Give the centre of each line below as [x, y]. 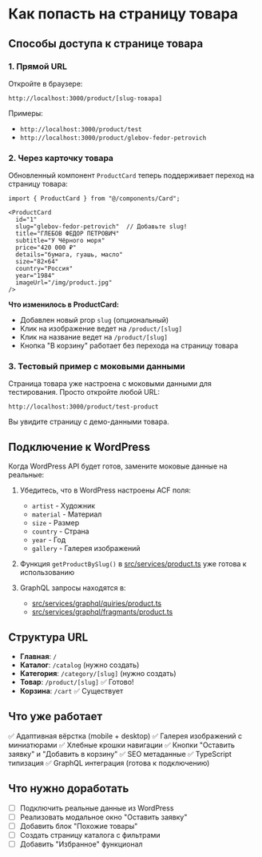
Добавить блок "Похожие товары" [79, 826]
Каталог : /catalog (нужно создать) [79, 665]
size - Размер [56, 523]
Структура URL [48, 637]
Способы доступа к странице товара [106, 44]
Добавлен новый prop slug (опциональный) [94, 320]
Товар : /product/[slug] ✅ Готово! [77, 682]
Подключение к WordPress [79, 447]
